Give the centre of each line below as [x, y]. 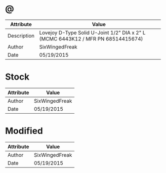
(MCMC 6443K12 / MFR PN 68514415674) [91, 39]
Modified [24, 131]
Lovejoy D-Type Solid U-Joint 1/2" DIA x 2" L [92, 33]
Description [21, 36]
